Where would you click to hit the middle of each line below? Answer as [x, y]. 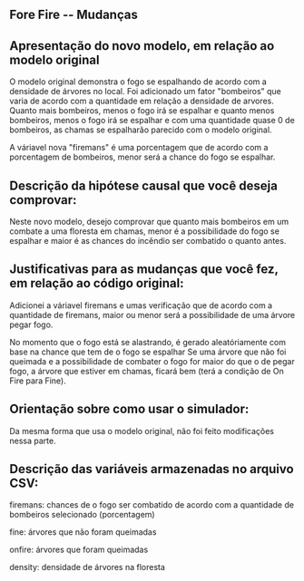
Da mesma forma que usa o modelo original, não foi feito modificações [142, 431]
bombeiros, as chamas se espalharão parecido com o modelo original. [141, 130]
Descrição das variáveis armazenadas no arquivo [152, 469]
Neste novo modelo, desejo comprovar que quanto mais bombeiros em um [149, 222]
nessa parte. [33, 441]
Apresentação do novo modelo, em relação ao [142, 46]
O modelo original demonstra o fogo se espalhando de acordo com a [138, 82]
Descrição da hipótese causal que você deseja [144, 185]
